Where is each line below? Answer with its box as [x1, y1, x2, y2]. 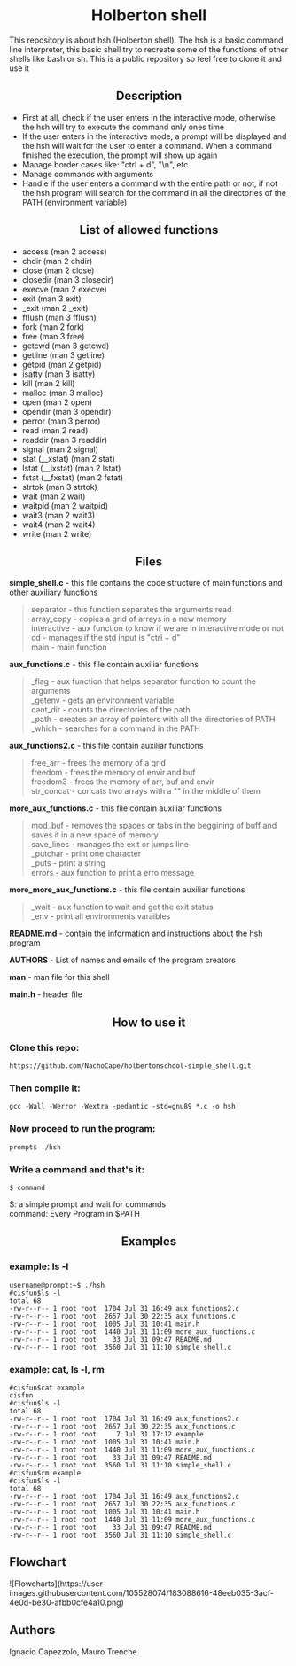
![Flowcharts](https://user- [9, 1578, 106, 1589]
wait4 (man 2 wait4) [21, 519, 96, 530]
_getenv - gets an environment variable [30, 695, 175, 705]
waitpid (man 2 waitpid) [21, 500, 109, 510]
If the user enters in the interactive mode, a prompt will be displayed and [21, 130, 287, 142]
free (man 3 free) [21, 331, 85, 341]
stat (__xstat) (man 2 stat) [21, 453, 115, 463]
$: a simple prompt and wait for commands [9, 1198, 167, 1210]
